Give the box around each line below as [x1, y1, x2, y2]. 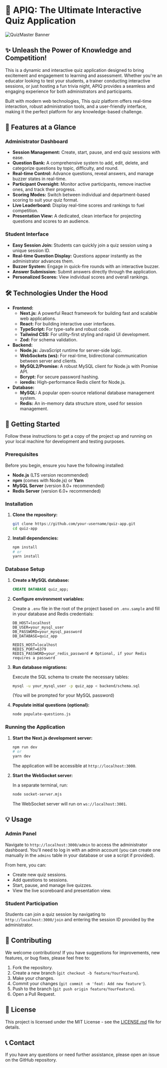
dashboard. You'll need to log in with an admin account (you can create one [5, 847, 161, 853]
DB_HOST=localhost [12, 620, 51, 625]
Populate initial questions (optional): [12, 702, 90, 708]
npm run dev [12, 745, 37, 750]
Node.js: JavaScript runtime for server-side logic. [19, 347, 122, 353]
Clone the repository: [12, 512, 58, 518]
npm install [12, 544, 37, 549]
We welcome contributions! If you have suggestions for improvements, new [5, 949, 161, 955]
